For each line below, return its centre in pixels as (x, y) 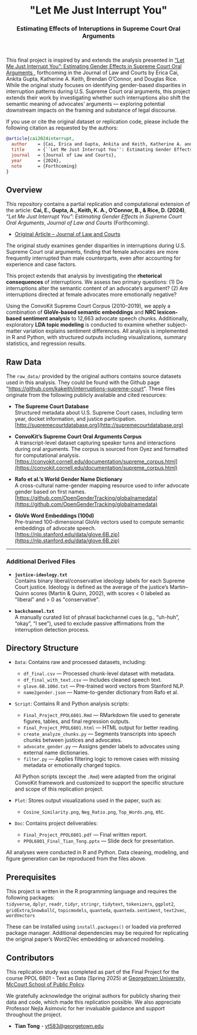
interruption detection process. (52, 629)
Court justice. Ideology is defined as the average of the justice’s (91, 587)
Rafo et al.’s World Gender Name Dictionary (68, 479)
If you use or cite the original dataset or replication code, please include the (97, 122)
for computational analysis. (47, 455)
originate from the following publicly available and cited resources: (86, 395)
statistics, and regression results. (46, 344)
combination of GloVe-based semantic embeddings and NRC (81, 312)
